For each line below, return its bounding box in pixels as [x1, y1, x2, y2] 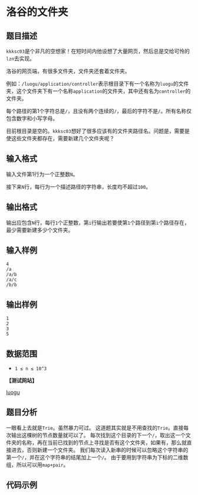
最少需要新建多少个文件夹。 [6, 226, 74, 234]
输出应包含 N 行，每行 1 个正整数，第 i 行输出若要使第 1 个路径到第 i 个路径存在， [6, 219, 190, 226]
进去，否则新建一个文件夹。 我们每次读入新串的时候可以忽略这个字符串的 [11, 446, 189, 453]
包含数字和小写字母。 [6, 115, 58, 122]
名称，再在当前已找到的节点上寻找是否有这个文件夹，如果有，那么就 [21, 439, 187, 446]
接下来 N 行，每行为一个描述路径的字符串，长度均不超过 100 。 [6, 183, 151, 190]
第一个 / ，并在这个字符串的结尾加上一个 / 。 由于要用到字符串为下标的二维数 [6, 454, 189, 461]
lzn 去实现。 [6, 55, 35, 62]
